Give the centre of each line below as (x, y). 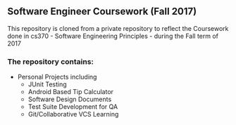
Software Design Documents (70, 99)
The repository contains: (50, 61)
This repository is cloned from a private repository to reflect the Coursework (118, 28)
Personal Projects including (57, 77)
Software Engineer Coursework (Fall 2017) (102, 12)
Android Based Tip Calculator (71, 92)
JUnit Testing (47, 84)
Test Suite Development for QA (73, 107)
